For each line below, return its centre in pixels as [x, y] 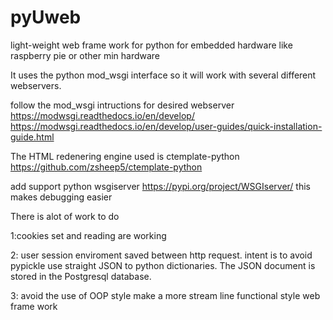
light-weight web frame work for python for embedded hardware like [151, 45]
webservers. [36, 85]
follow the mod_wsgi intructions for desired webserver [122, 105]
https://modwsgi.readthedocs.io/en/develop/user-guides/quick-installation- [166, 126]
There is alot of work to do [65, 216]
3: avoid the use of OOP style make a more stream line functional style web [165, 295]
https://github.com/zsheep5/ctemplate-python [106, 167]
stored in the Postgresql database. [81, 276]
